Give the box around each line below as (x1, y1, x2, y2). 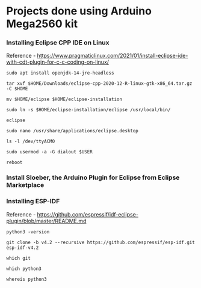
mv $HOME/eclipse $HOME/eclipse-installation (6, 96, 122, 103)
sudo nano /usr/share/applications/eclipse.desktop (6, 128, 138, 134)
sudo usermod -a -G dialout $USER (6, 149, 93, 155)
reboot (6, 159, 23, 166)
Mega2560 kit (6, 17, 78, 31)
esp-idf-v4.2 (6, 245, 39, 251)
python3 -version (6, 228, 50, 235)
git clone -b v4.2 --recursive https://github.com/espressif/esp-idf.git (6, 239, 196, 245)
